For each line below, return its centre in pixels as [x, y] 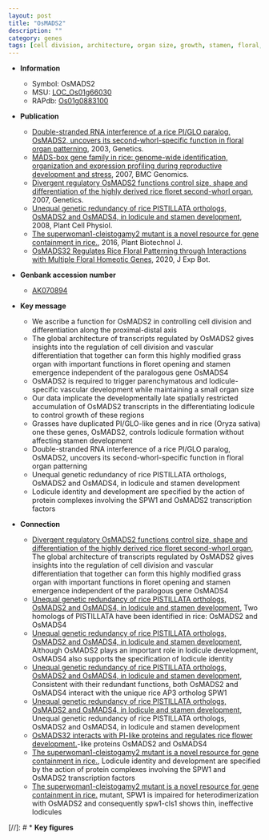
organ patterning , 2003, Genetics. [88, 149]
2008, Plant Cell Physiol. [72, 226]
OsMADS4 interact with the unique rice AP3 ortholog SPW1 [129, 693]
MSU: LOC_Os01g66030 [72, 92]
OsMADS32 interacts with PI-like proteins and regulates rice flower [143, 736]
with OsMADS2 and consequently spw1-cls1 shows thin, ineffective [143, 804]
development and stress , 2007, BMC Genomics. [110, 175]
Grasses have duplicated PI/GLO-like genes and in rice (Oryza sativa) [146, 424]
